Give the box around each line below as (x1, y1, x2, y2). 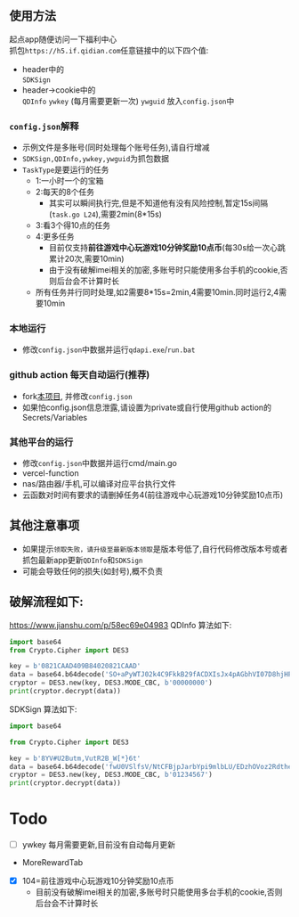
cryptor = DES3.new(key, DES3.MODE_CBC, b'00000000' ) (9, 678, 214, 688)
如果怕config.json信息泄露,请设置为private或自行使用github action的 (21, 402, 271, 413)
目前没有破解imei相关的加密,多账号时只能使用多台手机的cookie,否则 (35, 887, 283, 897)
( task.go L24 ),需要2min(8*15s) (48, 209, 163, 220)
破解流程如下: (9, 594, 85, 610)
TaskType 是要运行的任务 (21, 164, 109, 176)
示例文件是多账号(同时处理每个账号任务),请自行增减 (21, 142, 211, 153)
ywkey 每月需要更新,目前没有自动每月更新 (21, 839, 176, 850)
